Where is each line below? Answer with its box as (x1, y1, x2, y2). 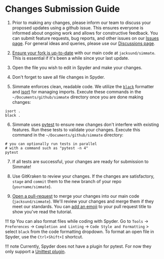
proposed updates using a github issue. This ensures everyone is (12, 24, 143, 30)
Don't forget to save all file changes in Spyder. (12, 74, 105, 80)
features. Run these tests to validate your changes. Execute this (12, 126, 141, 133)
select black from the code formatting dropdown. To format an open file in (5, 229, 155, 235)
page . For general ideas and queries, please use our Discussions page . (12, 40, 155, 46)
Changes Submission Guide (5, 3, 120, 15)
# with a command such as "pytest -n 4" (5, 145, 89, 150)
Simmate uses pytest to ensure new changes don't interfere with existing (12, 121, 159, 127)
